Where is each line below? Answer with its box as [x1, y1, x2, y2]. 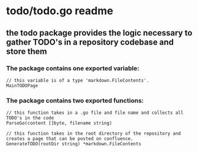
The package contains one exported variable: [6, 64, 139, 72]
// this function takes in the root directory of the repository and [6, 130, 181, 137]
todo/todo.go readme [6, 4, 113, 18]
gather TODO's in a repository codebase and [6, 37, 174, 47]
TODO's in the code [6, 115, 54, 121]
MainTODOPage [6, 82, 38, 88]
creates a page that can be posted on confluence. [6, 136, 134, 142]
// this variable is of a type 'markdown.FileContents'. [6, 77, 150, 84]
